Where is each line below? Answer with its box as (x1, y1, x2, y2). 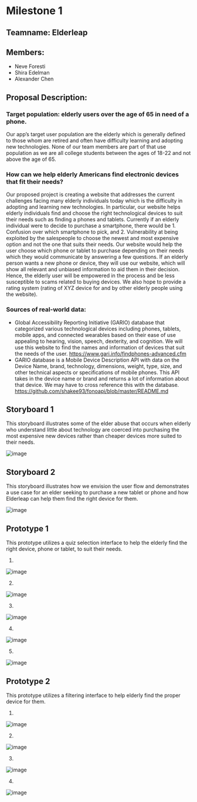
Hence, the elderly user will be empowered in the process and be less (6, 272, 175, 279)
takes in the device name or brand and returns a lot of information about (14, 375, 189, 382)
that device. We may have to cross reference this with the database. (14, 381, 179, 388)
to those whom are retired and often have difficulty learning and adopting (6, 137, 183, 144)
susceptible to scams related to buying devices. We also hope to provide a (6, 278, 186, 285)
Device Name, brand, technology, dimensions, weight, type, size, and (14, 362, 182, 369)
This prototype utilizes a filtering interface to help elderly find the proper (6, 692, 181, 699)
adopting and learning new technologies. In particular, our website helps (6, 204, 181, 211)
